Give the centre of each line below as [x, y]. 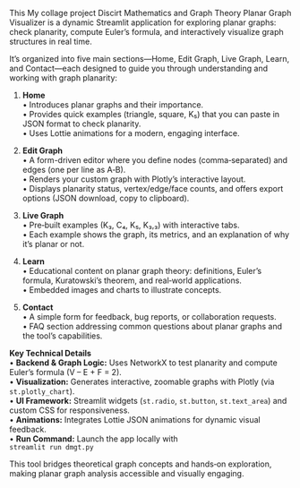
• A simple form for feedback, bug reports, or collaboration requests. [150, 317]
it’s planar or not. [53, 244]
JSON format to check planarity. [81, 124]
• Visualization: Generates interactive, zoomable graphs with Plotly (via [142, 381]
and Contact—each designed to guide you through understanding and [139, 68]
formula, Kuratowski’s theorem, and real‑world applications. [132, 280]
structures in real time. [51, 41]
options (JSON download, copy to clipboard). [106, 198]
